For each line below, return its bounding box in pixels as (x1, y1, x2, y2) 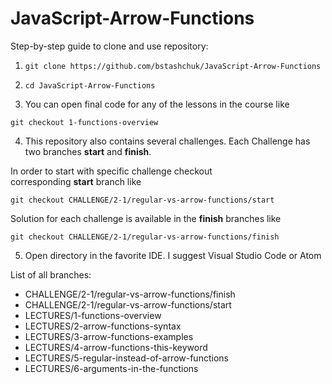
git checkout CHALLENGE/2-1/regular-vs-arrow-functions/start (10, 195, 275, 205)
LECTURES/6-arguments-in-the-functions (24, 362, 199, 374)
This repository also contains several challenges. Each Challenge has (24, 135, 311, 147)
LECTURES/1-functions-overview (24, 309, 162, 321)
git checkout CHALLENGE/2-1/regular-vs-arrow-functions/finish (10, 232, 280, 242)
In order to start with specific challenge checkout (10, 165, 213, 177)
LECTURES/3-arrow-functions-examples (24, 330, 194, 342)
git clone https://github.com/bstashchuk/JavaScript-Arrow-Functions (24, 61, 322, 71)
